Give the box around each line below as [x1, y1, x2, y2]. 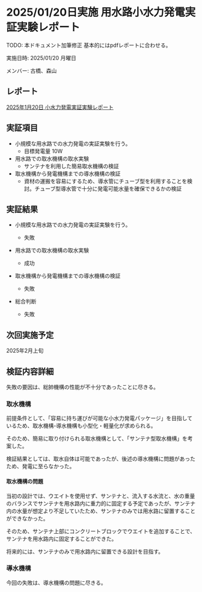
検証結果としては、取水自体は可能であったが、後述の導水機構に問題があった [6, 455, 195, 463]
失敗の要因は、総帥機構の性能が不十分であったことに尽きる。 [6, 383, 159, 391]
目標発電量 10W [23, 147, 63, 154]
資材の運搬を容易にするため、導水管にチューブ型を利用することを [23, 177, 188, 185]
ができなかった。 [6, 514, 49, 522]
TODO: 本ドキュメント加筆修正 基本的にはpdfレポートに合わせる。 [6, 41, 171, 49]
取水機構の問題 [6, 477, 43, 484]
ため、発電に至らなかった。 [6, 463, 75, 470]
